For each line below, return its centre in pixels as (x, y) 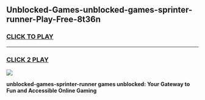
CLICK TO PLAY (30, 37)
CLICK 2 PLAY (27, 59)
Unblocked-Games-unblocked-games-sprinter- (99, 10)
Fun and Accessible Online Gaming (52, 90)
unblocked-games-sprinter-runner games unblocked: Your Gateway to (98, 84)
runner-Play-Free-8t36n (54, 20)
